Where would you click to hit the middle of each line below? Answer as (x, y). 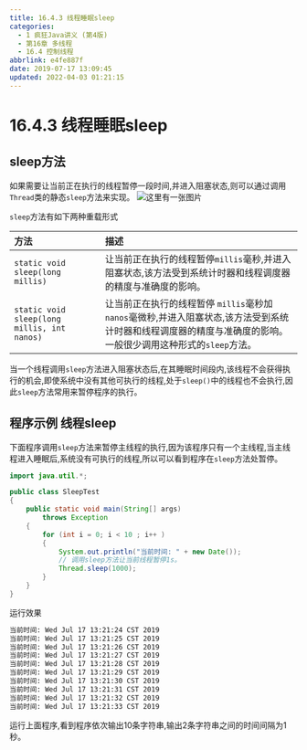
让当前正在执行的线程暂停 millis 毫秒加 (189, 303)
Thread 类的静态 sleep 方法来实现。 (72, 196)
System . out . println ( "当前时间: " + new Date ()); (150, 552)
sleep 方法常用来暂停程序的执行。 (80, 391)
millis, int (40, 328)
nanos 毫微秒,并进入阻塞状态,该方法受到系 (192, 317)
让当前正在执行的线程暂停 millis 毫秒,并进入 (198, 259)
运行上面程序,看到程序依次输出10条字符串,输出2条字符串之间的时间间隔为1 (148, 725)
